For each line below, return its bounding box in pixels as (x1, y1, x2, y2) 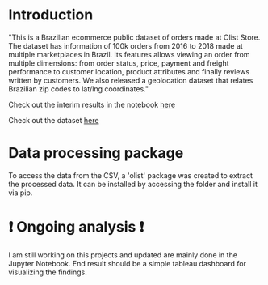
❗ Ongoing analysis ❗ (8, 218, 144, 236)
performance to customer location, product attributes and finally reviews (8, 66, 250, 76)
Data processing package (8, 144, 184, 163)
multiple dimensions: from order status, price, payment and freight (8, 58, 229, 68)
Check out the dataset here (8, 115, 99, 125)
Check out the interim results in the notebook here (8, 100, 176, 109)
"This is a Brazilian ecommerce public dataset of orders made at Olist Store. (8, 32, 261, 42)
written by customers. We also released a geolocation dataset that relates (8, 75, 253, 85)
